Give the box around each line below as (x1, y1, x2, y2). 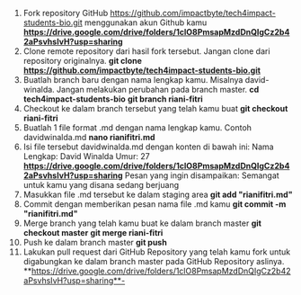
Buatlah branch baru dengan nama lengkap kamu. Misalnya (22, 75, 243, 85)
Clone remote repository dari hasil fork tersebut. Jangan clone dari (22, 46, 270, 57)
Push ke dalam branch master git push (22, 237, 167, 247)
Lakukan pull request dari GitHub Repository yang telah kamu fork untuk (22, 246, 291, 257)
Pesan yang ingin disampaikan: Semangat (125, 170, 279, 181)
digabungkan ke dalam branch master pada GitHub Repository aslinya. (22, 256, 285, 266)
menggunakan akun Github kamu (84, 17, 208, 28)
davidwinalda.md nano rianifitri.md (22, 132, 155, 142)
